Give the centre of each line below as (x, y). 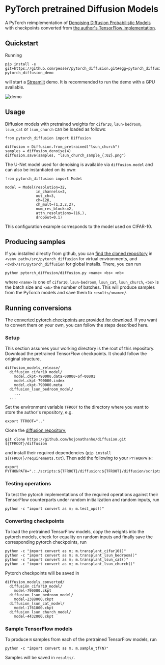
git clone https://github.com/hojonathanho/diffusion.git (66, 440)
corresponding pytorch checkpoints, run (46, 542)
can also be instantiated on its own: (41, 169)
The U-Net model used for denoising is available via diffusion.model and (79, 164)
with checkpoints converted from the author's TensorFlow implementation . (81, 28)
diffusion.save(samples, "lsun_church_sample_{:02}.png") (66, 155)
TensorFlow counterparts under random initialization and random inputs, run (82, 499)
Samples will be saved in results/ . (40, 658)
